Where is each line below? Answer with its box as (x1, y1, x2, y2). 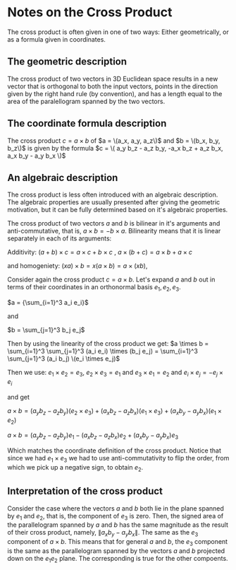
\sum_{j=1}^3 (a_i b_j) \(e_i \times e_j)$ (7, 354, 120, 363)
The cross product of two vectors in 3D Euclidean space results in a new (7, 74, 218, 83)
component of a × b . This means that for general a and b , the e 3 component (7, 537, 228, 547)
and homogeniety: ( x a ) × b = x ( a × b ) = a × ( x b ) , (7, 262, 148, 270)
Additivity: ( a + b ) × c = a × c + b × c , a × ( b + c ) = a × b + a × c (7, 248, 192, 257)
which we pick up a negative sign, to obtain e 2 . (7, 463, 144, 473)
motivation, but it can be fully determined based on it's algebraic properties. (7, 206, 228, 214)
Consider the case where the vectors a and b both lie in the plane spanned (7, 504, 224, 513)
